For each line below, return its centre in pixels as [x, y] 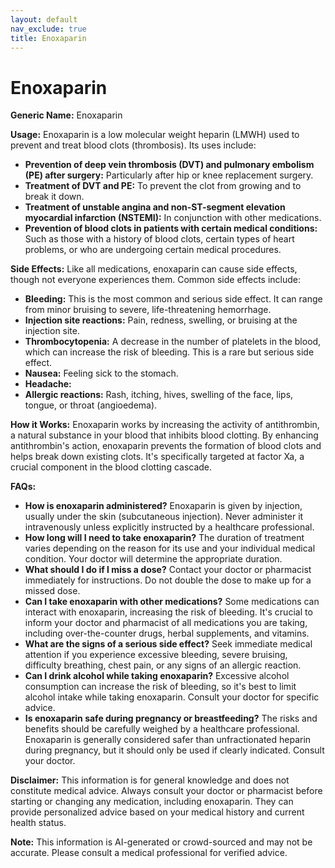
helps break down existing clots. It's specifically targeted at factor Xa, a [157, 457]
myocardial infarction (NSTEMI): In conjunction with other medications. [173, 218]
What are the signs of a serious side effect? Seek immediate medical [168, 644]
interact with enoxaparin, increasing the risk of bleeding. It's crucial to [168, 612]
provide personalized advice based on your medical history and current [157, 812]
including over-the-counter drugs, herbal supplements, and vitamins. [167, 633]
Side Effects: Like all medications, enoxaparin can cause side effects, [154, 269]
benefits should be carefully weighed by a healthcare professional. [162, 729]
